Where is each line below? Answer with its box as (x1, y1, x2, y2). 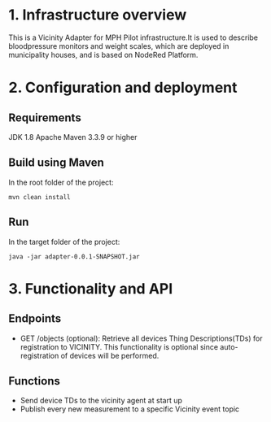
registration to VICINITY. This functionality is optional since (20, 342, 218, 351)
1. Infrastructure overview (8, 6, 187, 24)
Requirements (8, 111, 81, 124)
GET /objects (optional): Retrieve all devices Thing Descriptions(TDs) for (20, 333, 263, 343)
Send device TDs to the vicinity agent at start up (20, 396, 183, 406)
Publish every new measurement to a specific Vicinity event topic (20, 404, 240, 414)
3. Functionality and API (8, 279, 173, 298)
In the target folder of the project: (8, 237, 120, 246)
